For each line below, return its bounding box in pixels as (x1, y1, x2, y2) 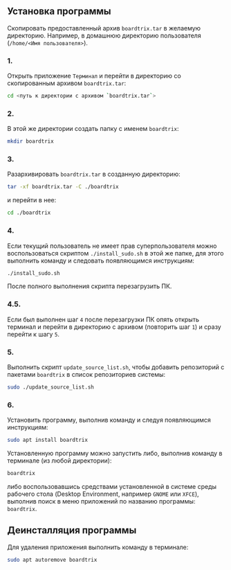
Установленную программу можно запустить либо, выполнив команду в (7, 449, 223, 458)
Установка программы (7, 6, 112, 17)
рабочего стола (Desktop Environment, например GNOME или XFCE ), (7, 490, 199, 498)
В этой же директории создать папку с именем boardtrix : (7, 125, 179, 133)
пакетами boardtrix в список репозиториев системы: (7, 370, 166, 378)
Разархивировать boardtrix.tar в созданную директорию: (7, 170, 181, 179)
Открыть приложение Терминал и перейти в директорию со (7, 72, 181, 80)
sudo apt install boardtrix (7, 436, 89, 444)
